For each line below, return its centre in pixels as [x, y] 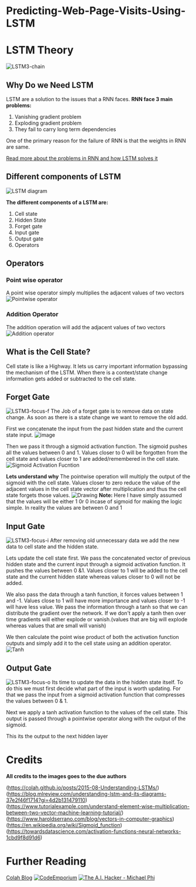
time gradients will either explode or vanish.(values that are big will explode [97, 620]
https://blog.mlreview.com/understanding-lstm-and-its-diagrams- [87, 794]
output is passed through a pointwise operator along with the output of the [96, 718]
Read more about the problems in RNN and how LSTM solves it [82, 158]
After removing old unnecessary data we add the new [115, 540]
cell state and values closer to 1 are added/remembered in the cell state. [93, 459]
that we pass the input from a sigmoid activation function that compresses [96, 694]
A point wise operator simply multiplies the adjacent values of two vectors [95, 293]
